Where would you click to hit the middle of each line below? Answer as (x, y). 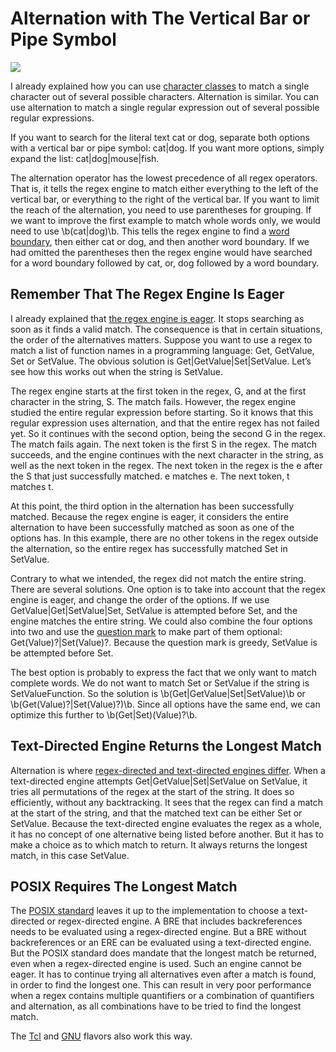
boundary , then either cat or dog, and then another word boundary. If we (160, 241)
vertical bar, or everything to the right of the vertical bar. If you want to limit (165, 199)
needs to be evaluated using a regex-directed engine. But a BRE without (158, 932)
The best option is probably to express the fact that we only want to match (163, 672)
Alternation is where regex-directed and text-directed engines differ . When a (168, 770)
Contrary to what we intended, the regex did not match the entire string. (158, 578)
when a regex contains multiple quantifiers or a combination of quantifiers (162, 996)
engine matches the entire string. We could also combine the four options (161, 621)
